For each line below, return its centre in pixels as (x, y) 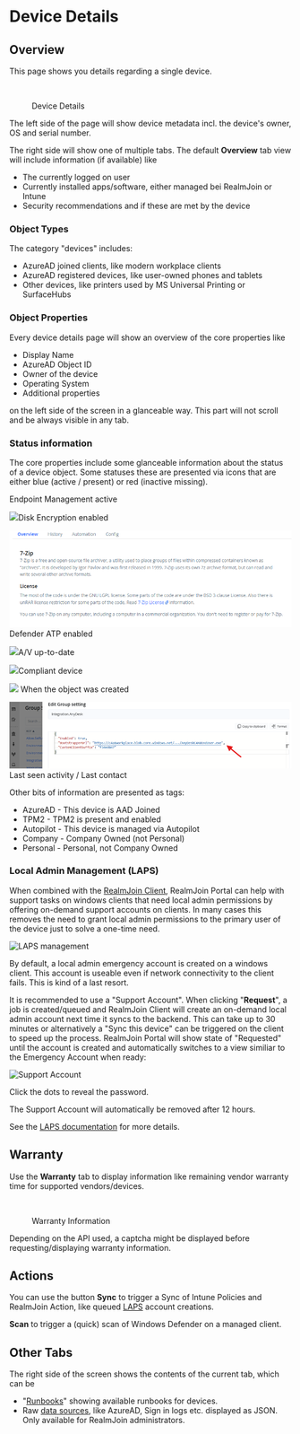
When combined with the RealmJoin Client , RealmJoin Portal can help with (147, 890)
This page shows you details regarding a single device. (111, 71)
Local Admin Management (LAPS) (84, 870)
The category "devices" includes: (71, 249)
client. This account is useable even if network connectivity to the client (142, 973)
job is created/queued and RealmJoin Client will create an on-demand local (148, 1009)
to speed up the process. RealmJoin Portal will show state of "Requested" (146, 1037)
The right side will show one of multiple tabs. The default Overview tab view (150, 150)
